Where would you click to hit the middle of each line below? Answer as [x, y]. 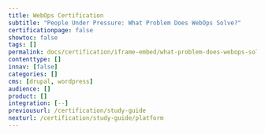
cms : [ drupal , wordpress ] [50, 81]
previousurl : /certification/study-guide [77, 111]
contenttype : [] [35, 60]
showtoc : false [33, 37]
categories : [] [33, 74]
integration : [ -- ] [38, 103]
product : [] [28, 96]
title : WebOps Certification [56, 15]
